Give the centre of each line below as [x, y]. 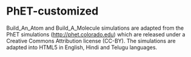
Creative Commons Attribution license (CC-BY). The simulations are [91, 41]
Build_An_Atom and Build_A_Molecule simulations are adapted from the [95, 28]
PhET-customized [52, 11]
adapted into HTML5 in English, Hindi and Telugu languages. [82, 47]
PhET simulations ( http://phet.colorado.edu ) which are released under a [96, 34]
